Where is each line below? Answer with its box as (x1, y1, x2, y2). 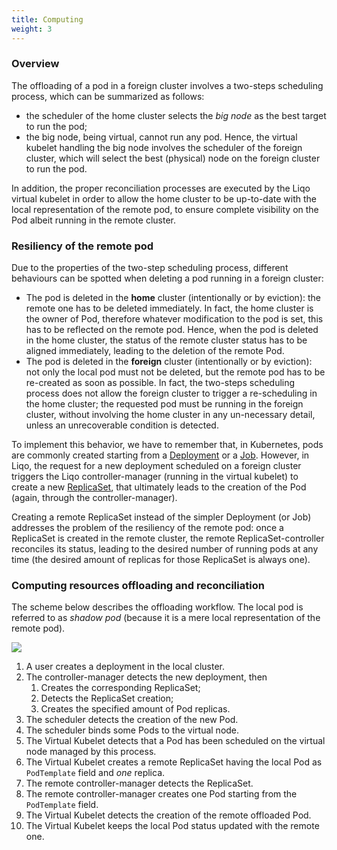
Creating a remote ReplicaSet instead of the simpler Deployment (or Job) (11, 511, 312, 523)
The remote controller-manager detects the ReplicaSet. (25, 777, 254, 790)
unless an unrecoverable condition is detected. (25, 419, 219, 431)
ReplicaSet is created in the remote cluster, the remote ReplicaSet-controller (11, 532, 325, 545)
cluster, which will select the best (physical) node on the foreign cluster (25, 152, 321, 164)
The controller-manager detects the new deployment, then (25, 671, 268, 683)
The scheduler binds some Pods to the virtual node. (25, 724, 240, 736)
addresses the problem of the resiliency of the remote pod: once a (11, 522, 284, 534)
